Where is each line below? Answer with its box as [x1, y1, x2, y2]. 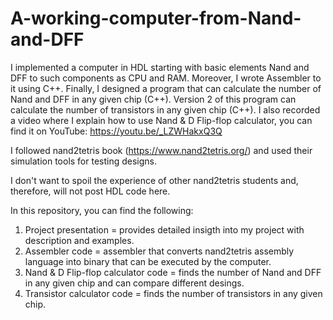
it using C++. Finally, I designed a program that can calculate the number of [10, 82, 322, 94]
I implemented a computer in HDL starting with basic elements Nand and [10, 61, 310, 73]
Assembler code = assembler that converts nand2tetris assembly [24, 245, 295, 257]
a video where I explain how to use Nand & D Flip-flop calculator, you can [10, 114, 313, 126]
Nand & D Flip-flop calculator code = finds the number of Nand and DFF [24, 266, 322, 278]
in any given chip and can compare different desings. [24, 277, 245, 289]
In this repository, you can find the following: [10, 204, 194, 216]
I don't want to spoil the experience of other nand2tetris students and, [10, 174, 299, 186]
